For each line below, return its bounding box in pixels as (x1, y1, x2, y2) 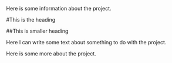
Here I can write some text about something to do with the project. (6, 39, 167, 45)
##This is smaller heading (6, 27, 69, 34)
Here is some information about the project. (6, 5, 112, 12)
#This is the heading (6, 16, 56, 23)
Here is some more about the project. (6, 50, 97, 57)
